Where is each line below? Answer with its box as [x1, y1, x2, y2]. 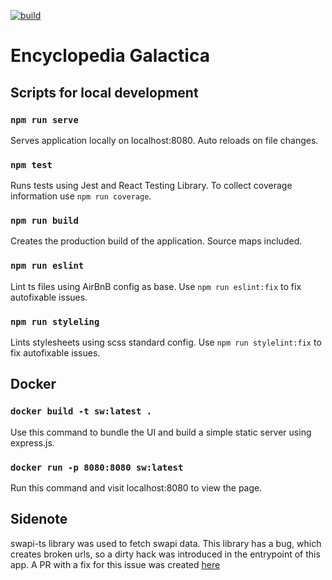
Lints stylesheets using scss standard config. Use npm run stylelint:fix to [10, 336, 322, 349]
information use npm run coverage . [10, 190, 152, 202]
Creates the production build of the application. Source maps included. [10, 235, 303, 247]
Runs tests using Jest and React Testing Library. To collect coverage [10, 180, 293, 192]
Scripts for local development [10, 84, 199, 101]
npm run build [10, 215, 79, 227]
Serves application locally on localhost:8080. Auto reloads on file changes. [10, 134, 319, 146]
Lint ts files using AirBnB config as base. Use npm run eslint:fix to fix [10, 280, 302, 292]
